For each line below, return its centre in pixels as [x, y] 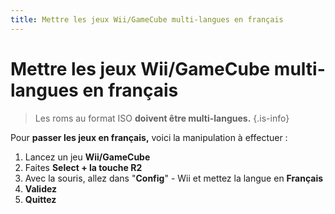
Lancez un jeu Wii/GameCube [87, 157]
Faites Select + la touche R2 [83, 167]
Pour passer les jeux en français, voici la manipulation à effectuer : [149, 137]
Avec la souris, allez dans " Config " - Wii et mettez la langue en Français [174, 178]
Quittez [40, 199]
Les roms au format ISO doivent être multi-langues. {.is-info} [162, 118]
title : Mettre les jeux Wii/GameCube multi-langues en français [147, 19]
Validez [41, 188]
